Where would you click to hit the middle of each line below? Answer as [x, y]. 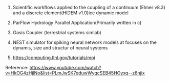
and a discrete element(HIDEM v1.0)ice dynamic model [71, 13]
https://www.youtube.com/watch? [65, 67]
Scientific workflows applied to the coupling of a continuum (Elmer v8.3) [89, 7]
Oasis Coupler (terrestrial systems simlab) [57, 32]
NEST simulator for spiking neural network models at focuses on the [85, 42]
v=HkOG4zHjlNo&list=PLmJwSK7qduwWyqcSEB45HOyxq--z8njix [75, 73]
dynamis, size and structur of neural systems [60, 48]
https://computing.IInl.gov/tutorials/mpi [54, 58]
